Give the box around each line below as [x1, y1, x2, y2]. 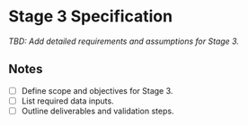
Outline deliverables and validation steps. [21, 105, 174, 116]
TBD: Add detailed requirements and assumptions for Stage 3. [8, 36, 240, 46]
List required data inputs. [21, 96, 114, 106]
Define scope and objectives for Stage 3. [21, 85, 173, 96]
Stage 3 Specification [8, 6, 173, 27]
